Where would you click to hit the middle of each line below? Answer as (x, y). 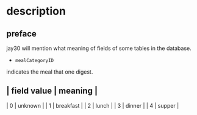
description (36, 11)
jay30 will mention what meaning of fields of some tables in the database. (99, 48)
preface (21, 34)
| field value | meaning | (52, 91)
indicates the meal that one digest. (50, 72)
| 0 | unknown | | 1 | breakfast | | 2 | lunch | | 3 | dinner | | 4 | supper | (93, 105)
